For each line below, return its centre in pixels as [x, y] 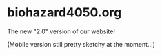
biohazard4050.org [64, 13]
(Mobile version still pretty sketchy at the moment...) [81, 44]
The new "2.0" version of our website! [61, 31]
